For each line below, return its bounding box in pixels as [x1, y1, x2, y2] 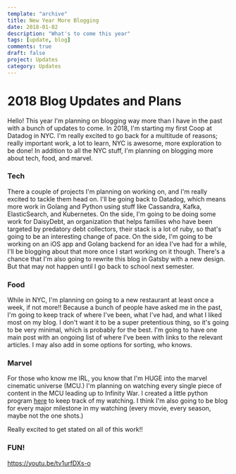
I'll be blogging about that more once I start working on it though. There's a [7, 247, 225, 256]
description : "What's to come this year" [7, 30, 131, 37]
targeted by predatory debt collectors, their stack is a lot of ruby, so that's [7, 225, 222, 233]
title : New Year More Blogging [7, 17, 99, 24]
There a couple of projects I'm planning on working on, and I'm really [7, 187, 208, 196]
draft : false [7, 50, 46, 57]
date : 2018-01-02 [7, 23, 58, 30]
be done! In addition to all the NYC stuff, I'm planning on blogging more [7, 146, 213, 155]
